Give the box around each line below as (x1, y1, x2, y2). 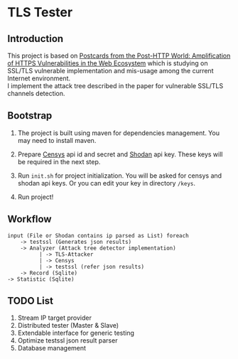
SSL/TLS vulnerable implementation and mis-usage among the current (7, 67, 214, 75)
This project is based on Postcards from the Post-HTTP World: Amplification (7, 51, 231, 60)
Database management (17, 344, 87, 353)
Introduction (7, 33, 64, 45)
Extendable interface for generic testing (17, 328, 135, 338)
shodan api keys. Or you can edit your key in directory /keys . (17, 178, 195, 187)
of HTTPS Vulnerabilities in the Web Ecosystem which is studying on (7, 59, 208, 68)
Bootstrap (7, 109, 53, 122)
